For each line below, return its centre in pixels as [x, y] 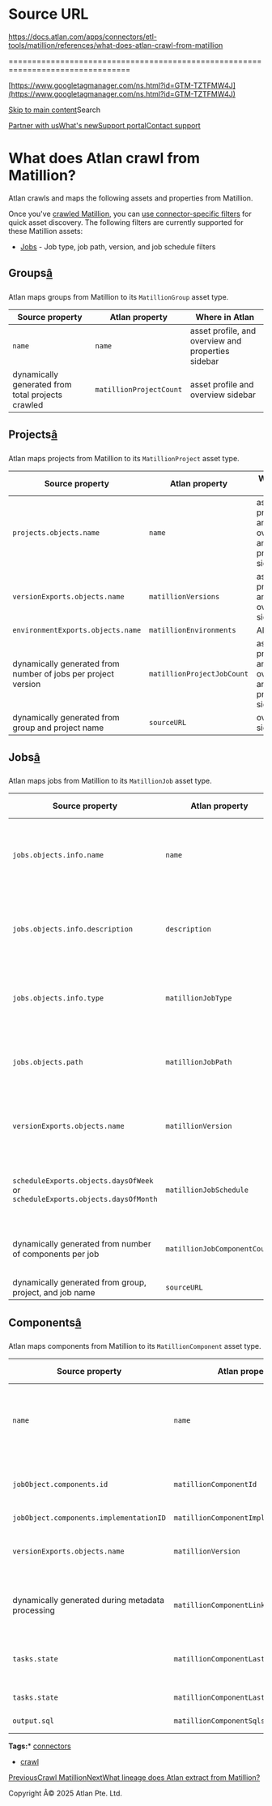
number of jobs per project [64, 673]
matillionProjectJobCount [199, 674]
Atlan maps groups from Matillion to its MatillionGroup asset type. [119, 296]
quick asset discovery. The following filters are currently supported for [126, 222]
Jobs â [24, 757]
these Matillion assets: [46, 231]
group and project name [58, 728]
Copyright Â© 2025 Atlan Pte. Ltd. [66, 1793]
